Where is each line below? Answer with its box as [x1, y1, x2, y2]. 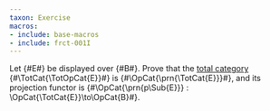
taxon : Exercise [9, 13, 71, 23]
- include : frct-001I [9, 38, 92, 48]
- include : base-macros [9, 30, 100, 39]
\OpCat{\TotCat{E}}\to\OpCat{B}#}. [9, 92, 140, 103]
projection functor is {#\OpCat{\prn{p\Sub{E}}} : [9, 82, 189, 93]
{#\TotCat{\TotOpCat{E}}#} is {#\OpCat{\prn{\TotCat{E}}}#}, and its [9, 73, 261, 84]
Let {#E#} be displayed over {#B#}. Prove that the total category [9, 63, 249, 74]
